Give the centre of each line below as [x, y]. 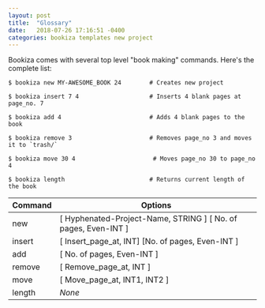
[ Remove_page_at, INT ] [105, 267]
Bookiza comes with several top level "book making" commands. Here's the [131, 60]
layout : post [30, 15]
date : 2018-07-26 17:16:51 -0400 [67, 30]
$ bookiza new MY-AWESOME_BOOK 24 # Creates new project [116, 83]
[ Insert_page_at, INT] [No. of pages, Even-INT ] [149, 242]
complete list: [30, 69]
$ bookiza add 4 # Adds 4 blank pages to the [127, 118]
